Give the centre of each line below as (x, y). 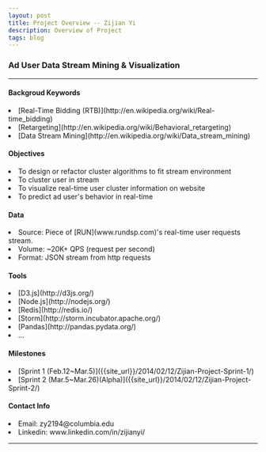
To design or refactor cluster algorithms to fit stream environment (125, 171)
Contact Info (29, 406)
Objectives (27, 154)
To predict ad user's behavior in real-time (86, 196)
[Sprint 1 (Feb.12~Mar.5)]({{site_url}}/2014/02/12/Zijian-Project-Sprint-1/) (137, 371)
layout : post (30, 15)
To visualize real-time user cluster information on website (112, 188)
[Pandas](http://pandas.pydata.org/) (78, 327)
